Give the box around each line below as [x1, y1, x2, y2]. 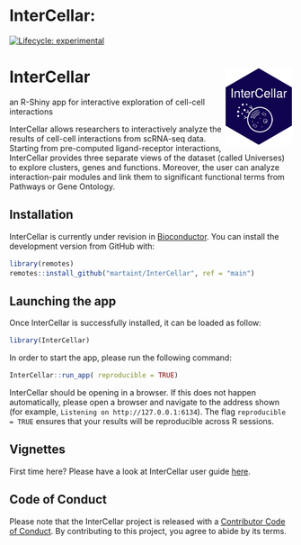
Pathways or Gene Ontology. [9, 181, 116, 192]
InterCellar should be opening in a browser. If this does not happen [9, 387, 256, 397]
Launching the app [9, 294, 117, 309]
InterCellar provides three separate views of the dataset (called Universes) [9, 152, 286, 163]
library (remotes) [9, 259, 75, 268]
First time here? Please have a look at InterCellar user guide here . [9, 466, 252, 477]
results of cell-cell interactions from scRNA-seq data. [9, 132, 207, 144]
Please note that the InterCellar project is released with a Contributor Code [9, 515, 286, 527]
